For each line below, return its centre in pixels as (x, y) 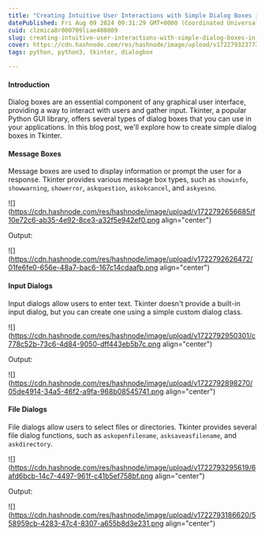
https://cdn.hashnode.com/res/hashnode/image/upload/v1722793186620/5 (133, 515)
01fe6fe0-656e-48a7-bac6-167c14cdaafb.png (83, 268)
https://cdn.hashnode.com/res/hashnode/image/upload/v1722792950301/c (133, 335)
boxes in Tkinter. (35, 136)
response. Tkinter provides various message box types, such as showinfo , (128, 179)
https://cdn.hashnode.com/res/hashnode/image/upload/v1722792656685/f (133, 212)
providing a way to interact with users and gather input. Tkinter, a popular (127, 111)
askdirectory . (30, 444)
